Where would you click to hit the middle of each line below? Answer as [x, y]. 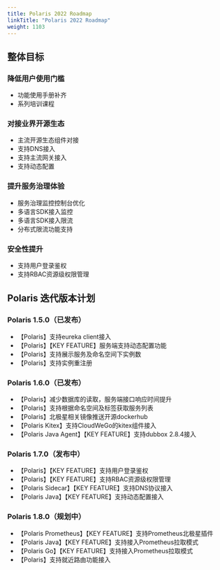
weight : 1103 [26, 27]
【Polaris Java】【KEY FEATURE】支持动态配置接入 [90, 497]
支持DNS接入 [36, 149]
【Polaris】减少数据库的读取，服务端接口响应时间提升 [95, 399]
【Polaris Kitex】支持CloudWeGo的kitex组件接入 [87, 425]
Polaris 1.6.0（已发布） [46, 383]
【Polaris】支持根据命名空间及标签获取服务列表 [85, 408]
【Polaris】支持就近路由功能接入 [64, 560]
